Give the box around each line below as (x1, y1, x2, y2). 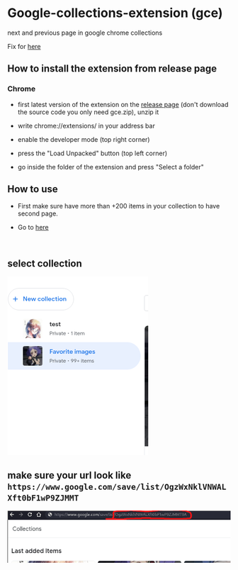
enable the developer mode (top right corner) (17, 135, 150, 143)
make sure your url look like (7, 469, 132, 481)
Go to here (17, 223, 49, 232)
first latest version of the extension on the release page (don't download (17, 100, 229, 108)
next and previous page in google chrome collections (7, 28, 163, 37)
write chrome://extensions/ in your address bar (17, 121, 156, 130)
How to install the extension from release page (7, 62, 217, 75)
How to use (7, 183, 58, 196)
